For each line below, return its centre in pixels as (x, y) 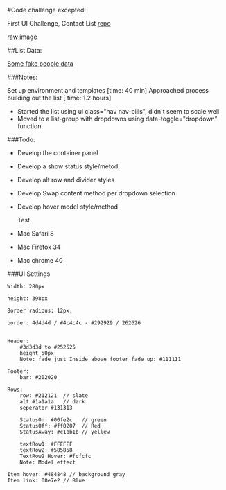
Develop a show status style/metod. (68, 166)
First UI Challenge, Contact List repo (59, 23)
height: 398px (28, 299)
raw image (22, 37)
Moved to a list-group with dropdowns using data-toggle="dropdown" (118, 119)
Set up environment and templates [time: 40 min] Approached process (108, 90)
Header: (18, 341)
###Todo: (21, 139)
